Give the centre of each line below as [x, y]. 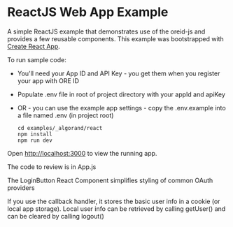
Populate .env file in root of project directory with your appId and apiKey [121, 94]
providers [21, 188]
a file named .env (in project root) [65, 115]
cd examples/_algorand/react [60, 128]
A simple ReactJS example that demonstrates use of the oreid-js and [106, 31]
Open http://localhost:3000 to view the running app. [82, 153]
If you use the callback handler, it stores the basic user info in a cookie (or [114, 201]
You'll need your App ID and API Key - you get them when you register [119, 73]
